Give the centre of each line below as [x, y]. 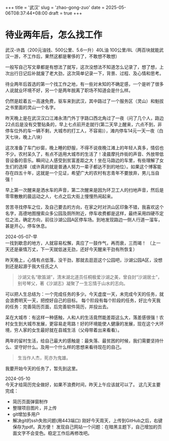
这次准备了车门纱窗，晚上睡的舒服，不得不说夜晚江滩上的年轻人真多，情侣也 [84, 147]
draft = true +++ [65, 13]
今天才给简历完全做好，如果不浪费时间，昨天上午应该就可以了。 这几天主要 [83, 384]
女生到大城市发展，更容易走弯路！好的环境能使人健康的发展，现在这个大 [84, 323]
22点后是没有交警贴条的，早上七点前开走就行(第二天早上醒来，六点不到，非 [84, 124]
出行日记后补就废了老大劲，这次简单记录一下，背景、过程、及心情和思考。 [87, 73]
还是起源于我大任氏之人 [34, 266]
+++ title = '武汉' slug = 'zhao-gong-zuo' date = [55, 7]
